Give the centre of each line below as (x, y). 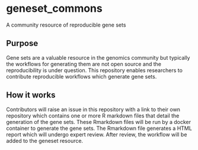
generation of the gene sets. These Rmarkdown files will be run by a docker (99, 122)
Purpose (22, 43)
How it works (31, 95)
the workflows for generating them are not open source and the (84, 64)
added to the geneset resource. (45, 141)
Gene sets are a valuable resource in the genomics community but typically (98, 57)
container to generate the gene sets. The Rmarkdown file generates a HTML (99, 128)
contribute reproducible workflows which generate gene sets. (82, 76)
